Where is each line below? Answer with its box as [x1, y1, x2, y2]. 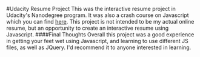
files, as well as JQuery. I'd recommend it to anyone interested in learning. [6, 44, 192, 51]
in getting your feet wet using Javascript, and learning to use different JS [6, 38, 189, 44]
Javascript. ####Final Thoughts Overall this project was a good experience [6, 31, 195, 38]
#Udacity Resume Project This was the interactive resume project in [6, 5, 176, 12]
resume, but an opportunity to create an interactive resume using [6, 24, 169, 32]
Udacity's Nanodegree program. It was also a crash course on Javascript [6, 12, 189, 19]
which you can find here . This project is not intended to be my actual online [6, 18, 195, 25]
